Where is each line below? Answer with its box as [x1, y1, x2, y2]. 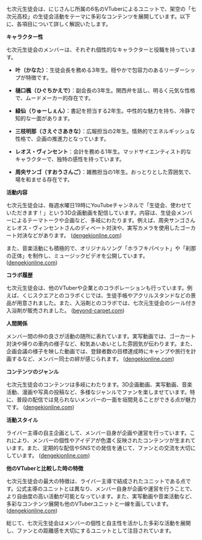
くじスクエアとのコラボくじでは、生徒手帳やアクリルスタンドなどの [22, 292, 191, 299]
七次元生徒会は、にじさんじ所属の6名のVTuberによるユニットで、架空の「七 [6, 5, 197, 12]
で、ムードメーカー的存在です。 [14, 94, 94, 101]
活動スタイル [6, 416, 38, 423]
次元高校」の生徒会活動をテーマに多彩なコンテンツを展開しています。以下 [6, 13, 191, 20]
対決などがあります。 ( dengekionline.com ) [16, 232, 122, 239]
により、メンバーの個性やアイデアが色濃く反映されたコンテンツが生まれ [11, 437, 191, 444]
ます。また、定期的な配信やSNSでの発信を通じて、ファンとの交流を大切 [11, 445, 191, 451]
